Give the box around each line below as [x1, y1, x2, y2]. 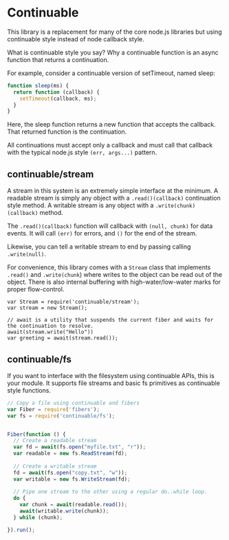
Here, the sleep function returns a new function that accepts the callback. [7, 121, 217, 129]
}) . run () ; [7, 526, 36, 533]
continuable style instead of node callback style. [7, 34, 144, 43]
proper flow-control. [7, 285, 65, 293]
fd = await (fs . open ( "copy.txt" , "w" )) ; [13, 469, 128, 476]
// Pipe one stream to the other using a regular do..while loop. [13, 488, 208, 495]
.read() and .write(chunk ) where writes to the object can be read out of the [7, 271, 222, 279]
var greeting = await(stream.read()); [7, 335, 118, 342]
